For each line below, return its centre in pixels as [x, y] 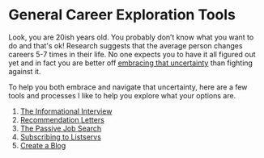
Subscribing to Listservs [60, 137]
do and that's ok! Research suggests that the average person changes [126, 45]
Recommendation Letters [62, 119]
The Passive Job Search [61, 128]
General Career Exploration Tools [122, 15]
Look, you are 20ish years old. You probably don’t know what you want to [131, 37]
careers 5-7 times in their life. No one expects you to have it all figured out [132, 54]
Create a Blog [43, 145]
